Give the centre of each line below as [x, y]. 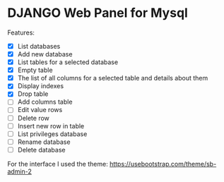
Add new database [45, 54]
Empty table [35, 70]
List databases [39, 46]
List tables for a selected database [68, 62]
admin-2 [19, 171]
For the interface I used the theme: [58, 164]
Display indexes [41, 86]
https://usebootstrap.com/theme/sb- [163, 164]
